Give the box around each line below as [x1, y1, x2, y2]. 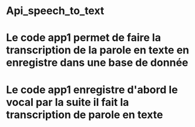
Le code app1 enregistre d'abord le [6, 83, 178, 96]
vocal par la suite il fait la [6, 95, 129, 109]
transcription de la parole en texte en [6, 44, 190, 57]
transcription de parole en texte [6, 108, 163, 121]
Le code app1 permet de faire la [6, 31, 162, 45]
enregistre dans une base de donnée [6, 56, 189, 69]
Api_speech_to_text [6, 4, 105, 18]
